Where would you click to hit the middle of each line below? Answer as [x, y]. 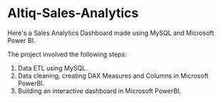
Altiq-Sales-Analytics [73, 13]
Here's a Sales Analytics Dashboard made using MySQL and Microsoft [111, 33]
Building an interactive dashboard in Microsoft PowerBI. [99, 91]
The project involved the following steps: [67, 54]
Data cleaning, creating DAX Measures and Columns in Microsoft [113, 76]
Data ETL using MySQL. [52, 68]
